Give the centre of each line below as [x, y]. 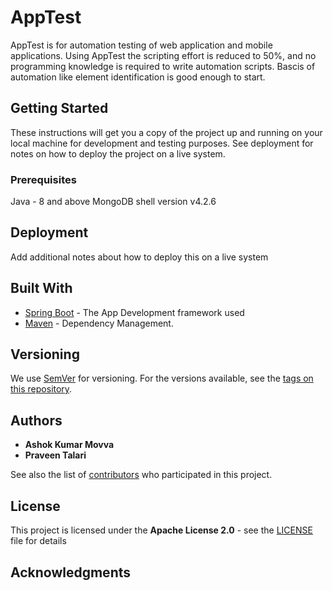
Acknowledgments [71, 572]
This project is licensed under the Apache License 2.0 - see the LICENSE [161, 530]
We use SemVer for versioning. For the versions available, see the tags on [162, 378]
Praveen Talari [55, 455]
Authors [36, 420]
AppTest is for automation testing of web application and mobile [141, 45]
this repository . [41, 389]
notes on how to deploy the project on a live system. [118, 153]
